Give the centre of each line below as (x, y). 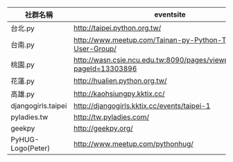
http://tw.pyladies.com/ (112, 117)
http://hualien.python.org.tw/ (121, 81)
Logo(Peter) (31, 148)
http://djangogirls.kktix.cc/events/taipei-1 (142, 106)
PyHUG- (25, 139)
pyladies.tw (29, 117)
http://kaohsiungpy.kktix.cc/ (119, 94)
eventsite (170, 15)
